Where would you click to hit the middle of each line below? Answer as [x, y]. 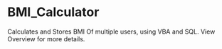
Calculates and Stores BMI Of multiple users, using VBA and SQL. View [111, 31]
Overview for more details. [46, 38]
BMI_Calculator [53, 12]
